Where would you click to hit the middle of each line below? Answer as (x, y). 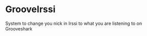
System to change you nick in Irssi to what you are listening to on (73, 23)
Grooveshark (19, 28)
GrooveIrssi (30, 9)
